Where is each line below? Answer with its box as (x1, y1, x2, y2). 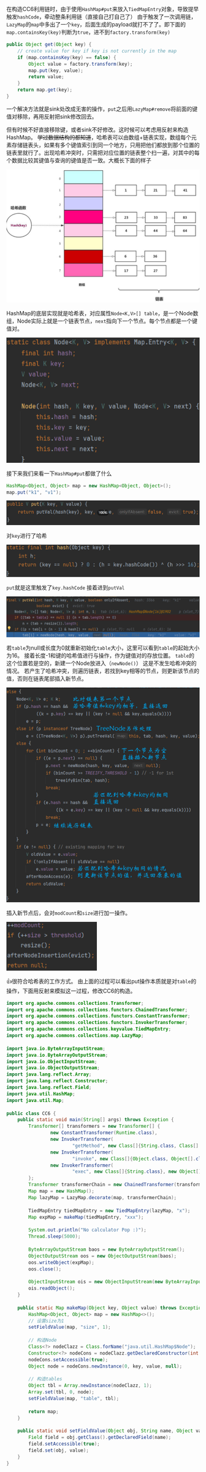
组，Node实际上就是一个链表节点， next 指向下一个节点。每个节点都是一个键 (6, 317, 198, 325)
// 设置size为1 (28, 1318, 64, 1324)
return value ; (28, 74, 64, 80)
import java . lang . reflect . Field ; (6, 1084, 92, 1091)
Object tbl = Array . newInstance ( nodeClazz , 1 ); (28, 1382, 152, 1389)
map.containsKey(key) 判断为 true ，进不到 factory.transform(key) (6, 28, 170, 36)
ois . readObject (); (28, 1285, 75, 1292)
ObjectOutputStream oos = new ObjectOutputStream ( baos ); (28, 1253, 177, 1259)
